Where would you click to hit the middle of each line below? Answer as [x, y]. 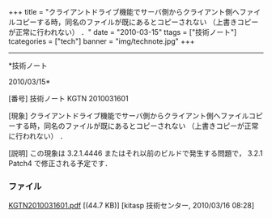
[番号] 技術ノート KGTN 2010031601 [68, 98]
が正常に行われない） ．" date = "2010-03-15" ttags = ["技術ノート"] [123, 32]
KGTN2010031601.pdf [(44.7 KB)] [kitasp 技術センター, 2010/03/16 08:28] [132, 206]
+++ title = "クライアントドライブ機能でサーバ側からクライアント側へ [124, 12]
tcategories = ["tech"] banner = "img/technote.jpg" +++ [102, 41]
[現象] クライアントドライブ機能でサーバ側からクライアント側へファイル [129, 115]
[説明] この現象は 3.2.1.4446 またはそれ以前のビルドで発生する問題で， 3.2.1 [136, 153]
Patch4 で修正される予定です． [60, 163]
